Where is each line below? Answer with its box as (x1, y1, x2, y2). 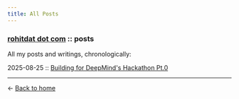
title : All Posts (7, 10, 59, 18)
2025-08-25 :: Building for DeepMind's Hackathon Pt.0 (7, 63, 169, 71)
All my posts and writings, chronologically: (7, 49, 132, 58)
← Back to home (7, 83, 55, 92)
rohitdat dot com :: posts (7, 33, 95, 43)
